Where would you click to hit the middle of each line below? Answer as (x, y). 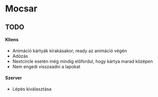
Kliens (12, 40)
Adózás (20, 56)
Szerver (14, 78)
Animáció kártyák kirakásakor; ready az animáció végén (70, 51)
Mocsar (21, 9)
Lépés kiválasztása (32, 89)
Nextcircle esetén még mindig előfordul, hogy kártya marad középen (82, 61)
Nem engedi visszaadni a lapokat (46, 66)
